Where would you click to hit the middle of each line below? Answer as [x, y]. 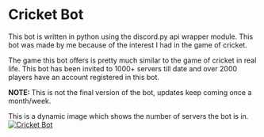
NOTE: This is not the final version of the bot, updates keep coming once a [130, 92]
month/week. [30, 101]
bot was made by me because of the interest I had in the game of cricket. [128, 44]
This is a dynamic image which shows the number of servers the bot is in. [128, 116]
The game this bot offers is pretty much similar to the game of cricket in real [132, 60]
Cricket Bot [46, 15]
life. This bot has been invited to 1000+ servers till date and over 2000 [123, 68]
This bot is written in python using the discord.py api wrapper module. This [131, 36]
